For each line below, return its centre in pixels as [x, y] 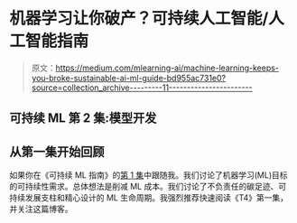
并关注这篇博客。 [41, 209]
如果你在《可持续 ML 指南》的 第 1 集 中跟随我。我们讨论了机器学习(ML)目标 [148, 175]
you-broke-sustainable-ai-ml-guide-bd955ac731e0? [129, 78]
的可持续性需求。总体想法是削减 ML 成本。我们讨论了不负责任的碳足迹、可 [148, 187]
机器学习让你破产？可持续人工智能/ [139, 19]
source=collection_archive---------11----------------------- [142, 88]
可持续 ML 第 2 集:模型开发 [83, 118]
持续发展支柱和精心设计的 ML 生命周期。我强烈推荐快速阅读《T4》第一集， [149, 198]
